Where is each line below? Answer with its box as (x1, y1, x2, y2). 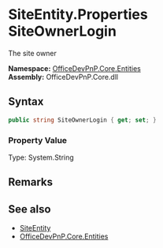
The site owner (8, 48, 57, 58)
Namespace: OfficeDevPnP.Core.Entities (8, 63, 142, 73)
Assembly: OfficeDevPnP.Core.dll (8, 72, 119, 81)
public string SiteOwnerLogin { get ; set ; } (8, 116, 157, 124)
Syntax (8, 95, 44, 108)
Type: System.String (8, 152, 75, 162)
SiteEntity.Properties (8, 6, 148, 24)
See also (8, 202, 51, 216)
